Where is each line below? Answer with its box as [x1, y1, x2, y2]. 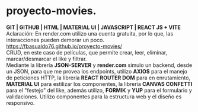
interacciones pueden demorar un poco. [6, 36, 105, 43]
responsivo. [6, 99, 35, 106]
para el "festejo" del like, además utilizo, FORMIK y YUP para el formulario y [6, 87, 193, 94]
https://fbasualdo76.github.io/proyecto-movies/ [6, 43, 123, 50]
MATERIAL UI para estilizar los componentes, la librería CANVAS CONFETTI [6, 80, 193, 87]
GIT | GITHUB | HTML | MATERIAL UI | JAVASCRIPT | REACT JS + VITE [6, 24, 181, 31]
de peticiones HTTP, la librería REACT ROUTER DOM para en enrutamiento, [6, 74, 191, 81]
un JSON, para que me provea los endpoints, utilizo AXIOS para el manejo [6, 68, 188, 75]
